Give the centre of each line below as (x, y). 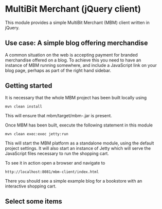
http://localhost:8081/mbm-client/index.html (52, 172)
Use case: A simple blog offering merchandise (77, 43)
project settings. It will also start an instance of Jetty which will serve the (78, 148)
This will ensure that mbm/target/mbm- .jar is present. (59, 115)
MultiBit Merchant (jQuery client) (73, 9)
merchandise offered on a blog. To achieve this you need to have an (73, 60)
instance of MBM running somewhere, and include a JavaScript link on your (81, 65)
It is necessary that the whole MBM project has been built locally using (76, 97)
